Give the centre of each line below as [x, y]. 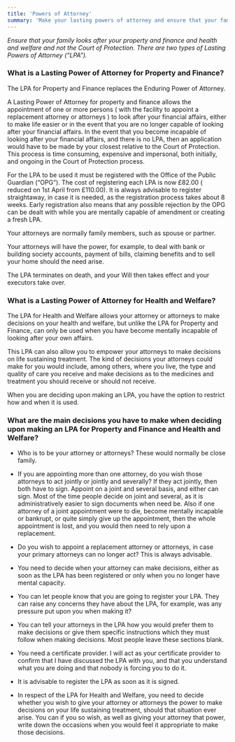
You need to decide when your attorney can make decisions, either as [118, 568]
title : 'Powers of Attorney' [50, 14]
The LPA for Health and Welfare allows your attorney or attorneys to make [114, 316]
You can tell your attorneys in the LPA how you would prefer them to [115, 625]
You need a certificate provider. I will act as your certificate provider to [119, 653]
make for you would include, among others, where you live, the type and [112, 366]
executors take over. [37, 282]
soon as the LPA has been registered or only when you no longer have [119, 576]
